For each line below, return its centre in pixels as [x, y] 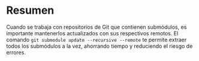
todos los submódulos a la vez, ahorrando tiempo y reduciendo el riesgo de [99, 46]
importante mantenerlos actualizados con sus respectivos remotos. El [92, 33]
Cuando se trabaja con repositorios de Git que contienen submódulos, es [97, 27]
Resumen [30, 10]
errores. [16, 52]
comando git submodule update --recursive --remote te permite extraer [97, 39]
